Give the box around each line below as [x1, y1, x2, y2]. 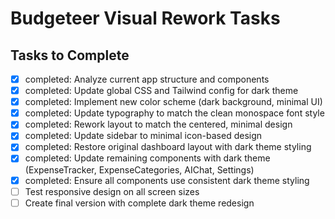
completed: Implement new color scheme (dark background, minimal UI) [24, 96, 323, 108]
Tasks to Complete [10, 47, 130, 64]
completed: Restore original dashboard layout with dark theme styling [24, 141, 312, 153]
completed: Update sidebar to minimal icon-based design [24, 130, 263, 142]
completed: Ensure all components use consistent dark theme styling [24, 174, 310, 186]
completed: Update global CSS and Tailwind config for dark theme [24, 85, 299, 97]
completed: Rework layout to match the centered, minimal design [24, 118, 293, 131]
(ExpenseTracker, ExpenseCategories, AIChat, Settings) [24, 163, 255, 176]
